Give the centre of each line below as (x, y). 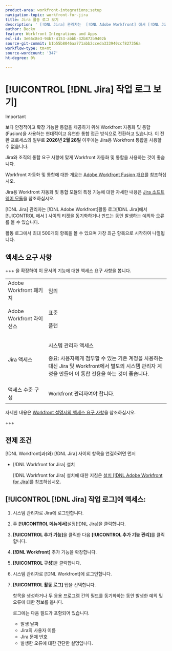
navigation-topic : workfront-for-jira (47, 15)
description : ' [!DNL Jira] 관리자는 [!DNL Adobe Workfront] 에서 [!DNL (82, 24)
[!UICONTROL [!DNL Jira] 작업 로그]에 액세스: (76, 499)
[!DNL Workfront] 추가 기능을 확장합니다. (55, 552)
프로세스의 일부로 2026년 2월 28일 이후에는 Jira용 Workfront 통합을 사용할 (86, 140)
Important (16, 117)
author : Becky (20, 29)
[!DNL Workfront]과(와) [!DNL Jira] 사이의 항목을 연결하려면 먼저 (71, 453)
